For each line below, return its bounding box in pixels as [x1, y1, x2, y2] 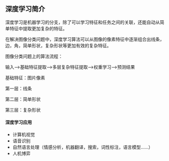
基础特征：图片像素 [5, 75, 45, 81]
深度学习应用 [5, 119, 32, 125]
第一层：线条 [5, 85, 32, 91]
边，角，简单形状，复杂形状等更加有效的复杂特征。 [5, 42, 111, 48]
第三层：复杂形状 [5, 106, 41, 113]
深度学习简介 [5, 5, 45, 14]
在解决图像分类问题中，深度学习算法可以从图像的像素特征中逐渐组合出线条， [5, 36, 164, 42]
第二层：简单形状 [5, 96, 41, 102]
